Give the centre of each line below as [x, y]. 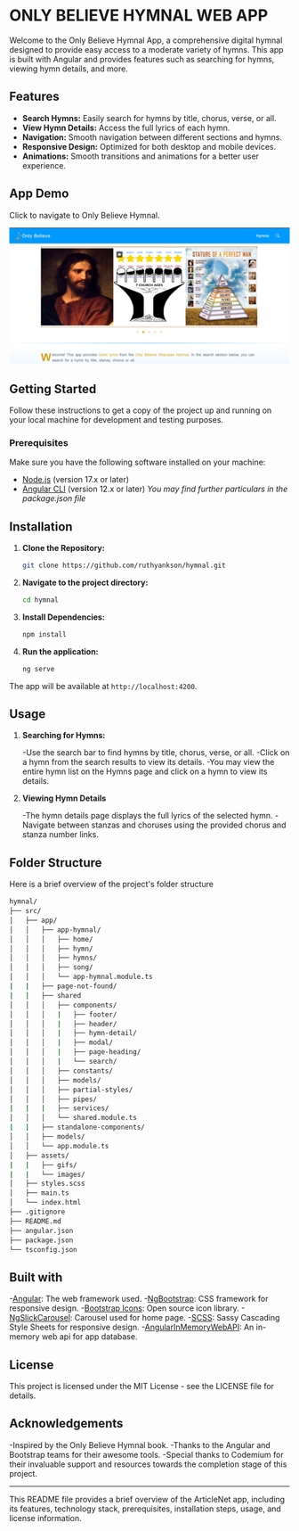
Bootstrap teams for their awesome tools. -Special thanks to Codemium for [146, 1454]
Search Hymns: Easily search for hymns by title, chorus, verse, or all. [149, 118]
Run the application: [61, 651]
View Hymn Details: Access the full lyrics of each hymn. [126, 128]
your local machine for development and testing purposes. [117, 419]
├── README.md [36, 1221]
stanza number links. [61, 835]
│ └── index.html [45, 1203]
